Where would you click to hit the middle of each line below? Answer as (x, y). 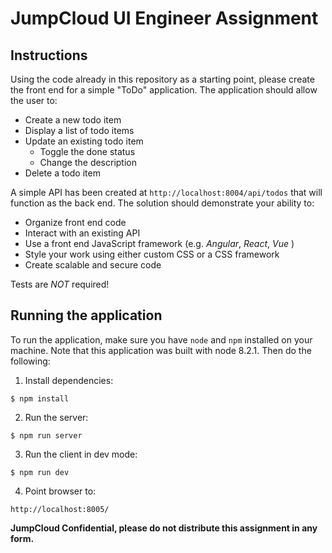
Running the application (86, 315)
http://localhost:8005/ (60, 509)
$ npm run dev (40, 472)
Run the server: (56, 417)
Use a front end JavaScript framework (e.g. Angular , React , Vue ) (159, 243)
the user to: (34, 100)
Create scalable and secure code (93, 265)
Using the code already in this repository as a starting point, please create (162, 79)
